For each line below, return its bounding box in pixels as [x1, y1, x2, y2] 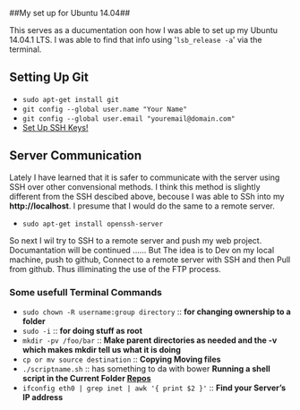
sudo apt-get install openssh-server [21, 219, 164, 228]
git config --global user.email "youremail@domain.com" [21, 114, 236, 124]
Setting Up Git [9, 70, 90, 85]
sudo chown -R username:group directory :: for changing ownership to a [21, 306, 291, 317]
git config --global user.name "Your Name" [21, 105, 188, 114]
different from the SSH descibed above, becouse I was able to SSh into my [9, 191, 285, 201]
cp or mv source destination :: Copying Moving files [21, 354, 221, 364]
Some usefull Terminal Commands [9, 286, 163, 298]
